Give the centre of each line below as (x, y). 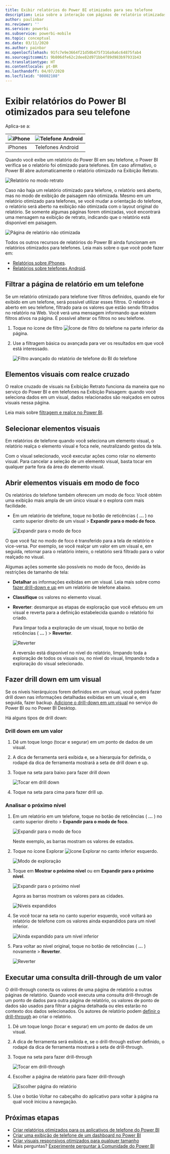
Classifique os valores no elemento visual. (57, 597)
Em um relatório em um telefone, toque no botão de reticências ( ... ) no (87, 816)
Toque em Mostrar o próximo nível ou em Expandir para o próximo (83, 871)
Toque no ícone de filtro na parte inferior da (88, 328)
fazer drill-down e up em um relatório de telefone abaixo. (72, 588)
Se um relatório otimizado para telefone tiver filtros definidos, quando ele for (85, 296)
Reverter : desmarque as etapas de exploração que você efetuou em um (88, 607)
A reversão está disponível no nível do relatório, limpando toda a (79, 653)
